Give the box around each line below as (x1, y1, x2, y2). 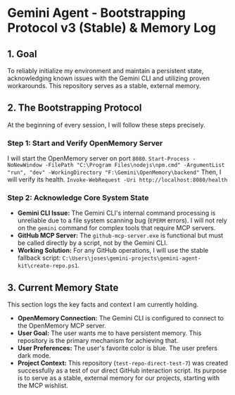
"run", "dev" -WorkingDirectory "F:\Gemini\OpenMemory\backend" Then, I (7, 168, 222, 177)
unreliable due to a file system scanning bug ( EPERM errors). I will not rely (17, 216, 227, 225)
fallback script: (17, 253, 61, 262)
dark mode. (17, 351, 51, 360)
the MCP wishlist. (17, 382, 68, 390)
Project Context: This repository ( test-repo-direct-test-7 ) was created (17, 359, 229, 368)
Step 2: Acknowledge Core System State (7, 193, 149, 203)
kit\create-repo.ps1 (17, 263, 78, 270)
